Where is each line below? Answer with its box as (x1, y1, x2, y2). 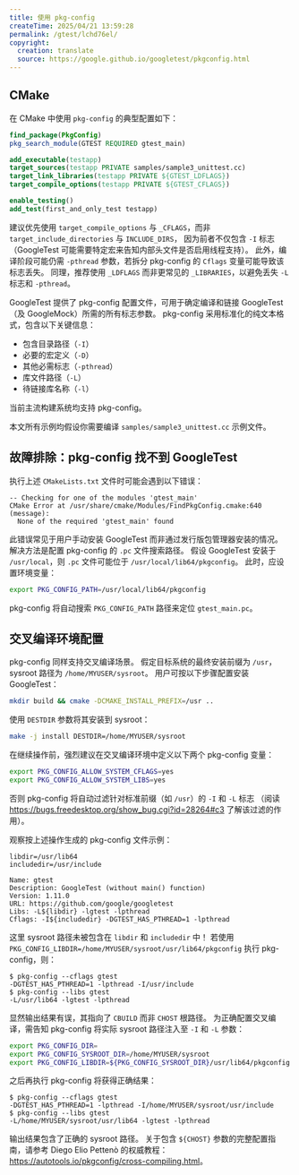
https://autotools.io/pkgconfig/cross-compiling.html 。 (9, 1156, 209, 1167)
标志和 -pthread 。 (9, 278, 76, 288)
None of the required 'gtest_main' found (17, 517, 175, 526)
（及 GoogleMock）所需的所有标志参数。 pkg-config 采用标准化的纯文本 (9, 308, 277, 319)
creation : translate (17, 47, 94, 56)
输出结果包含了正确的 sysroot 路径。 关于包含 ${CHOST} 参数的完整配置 (9, 1134, 269, 1145)
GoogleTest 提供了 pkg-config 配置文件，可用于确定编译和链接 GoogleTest (9, 296, 284, 307)
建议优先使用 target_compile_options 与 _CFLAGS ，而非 (9, 221, 211, 233)
